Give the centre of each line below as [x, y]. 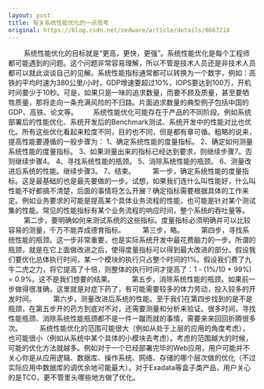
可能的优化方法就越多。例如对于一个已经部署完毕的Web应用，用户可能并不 [129, 348]
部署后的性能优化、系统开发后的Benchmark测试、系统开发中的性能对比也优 [130, 122]
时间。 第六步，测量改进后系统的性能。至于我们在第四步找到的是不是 [134, 299]
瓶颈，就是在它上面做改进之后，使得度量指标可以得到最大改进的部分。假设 [128, 250]
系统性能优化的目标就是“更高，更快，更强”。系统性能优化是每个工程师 [136, 53]
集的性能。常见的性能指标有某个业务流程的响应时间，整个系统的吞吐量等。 [128, 211]
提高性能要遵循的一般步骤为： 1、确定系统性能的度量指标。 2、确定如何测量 [131, 141]
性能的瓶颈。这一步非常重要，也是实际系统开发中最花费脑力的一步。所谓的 [135, 240]
